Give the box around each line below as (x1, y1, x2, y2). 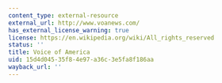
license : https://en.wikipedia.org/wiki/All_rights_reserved (8, 33, 215, 42)
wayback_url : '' (8, 63, 62, 71)
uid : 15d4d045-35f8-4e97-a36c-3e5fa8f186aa (8, 56, 155, 64)
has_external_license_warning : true (8, 26, 129, 34)
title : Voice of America (8, 48, 90, 56)
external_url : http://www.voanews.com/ (8, 19, 140, 27)
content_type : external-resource (8, 11, 119, 20)
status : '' (8, 41, 44, 49)
